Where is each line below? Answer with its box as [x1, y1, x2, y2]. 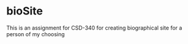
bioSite [6, 4, 43, 18]
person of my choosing [6, 30, 66, 37]
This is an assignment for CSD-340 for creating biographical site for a [6, 24, 182, 31]
